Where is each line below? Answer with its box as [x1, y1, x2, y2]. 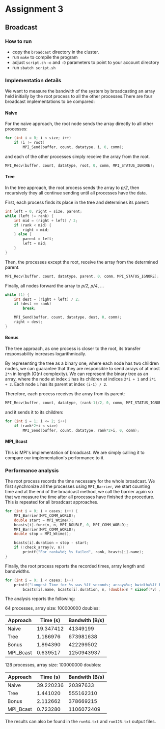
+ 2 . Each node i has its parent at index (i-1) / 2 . [5, 381, 108, 387]
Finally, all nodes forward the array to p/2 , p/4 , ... [5, 283, 104, 288]
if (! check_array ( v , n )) [14, 545, 65, 550]
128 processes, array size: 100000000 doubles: [5, 662, 102, 668]
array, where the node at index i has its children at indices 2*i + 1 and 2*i [5, 376, 156, 382]
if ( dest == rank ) [14, 301, 52, 306]
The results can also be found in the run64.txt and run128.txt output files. [5, 719, 156, 725]
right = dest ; [14, 319, 43, 324]
